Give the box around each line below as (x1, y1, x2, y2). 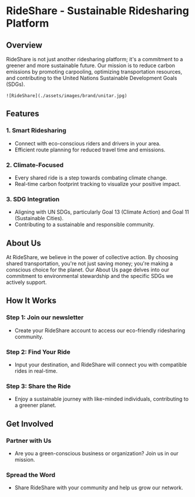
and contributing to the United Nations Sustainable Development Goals (6, 75, 177, 81)
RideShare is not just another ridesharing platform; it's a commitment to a (6, 56, 183, 62)
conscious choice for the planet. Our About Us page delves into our (6, 266, 170, 273)
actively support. (6, 279, 47, 286)
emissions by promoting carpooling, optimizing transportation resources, (6, 68, 183, 75)
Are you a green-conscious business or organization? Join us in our (14, 450, 179, 457)
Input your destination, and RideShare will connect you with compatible (14, 361, 187, 369)
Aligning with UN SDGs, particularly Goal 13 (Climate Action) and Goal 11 (14, 208, 189, 216)
